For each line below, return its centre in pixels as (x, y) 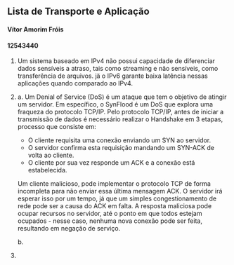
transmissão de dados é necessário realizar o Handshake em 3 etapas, (120, 119)
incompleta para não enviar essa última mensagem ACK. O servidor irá (120, 191)
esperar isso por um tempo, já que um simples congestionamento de (117, 198)
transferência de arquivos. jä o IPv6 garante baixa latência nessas (113, 76)
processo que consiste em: (57, 127)
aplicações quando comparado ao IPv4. (75, 83)
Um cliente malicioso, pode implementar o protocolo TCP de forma (114, 184)
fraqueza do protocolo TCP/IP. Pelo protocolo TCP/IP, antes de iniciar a (121, 112)
